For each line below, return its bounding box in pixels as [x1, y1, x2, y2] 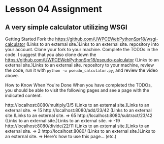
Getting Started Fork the [5, 36, 54, 42]
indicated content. [5, 92, 42, 98]
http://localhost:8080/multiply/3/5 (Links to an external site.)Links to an [5, 102, 150, 108]
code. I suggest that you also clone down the [5, 52, 97, 58]
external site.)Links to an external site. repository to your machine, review [5, 62, 154, 68]
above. [5, 73, 19, 78]
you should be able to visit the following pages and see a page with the [5, 87, 149, 93]
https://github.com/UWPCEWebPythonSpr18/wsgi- [55, 36, 159, 42]
